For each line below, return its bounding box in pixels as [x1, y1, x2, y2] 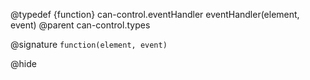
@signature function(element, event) [10, 39, 168, 50]
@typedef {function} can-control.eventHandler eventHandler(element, [10, 9, 300, 20]
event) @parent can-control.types [10, 19, 151, 31]
